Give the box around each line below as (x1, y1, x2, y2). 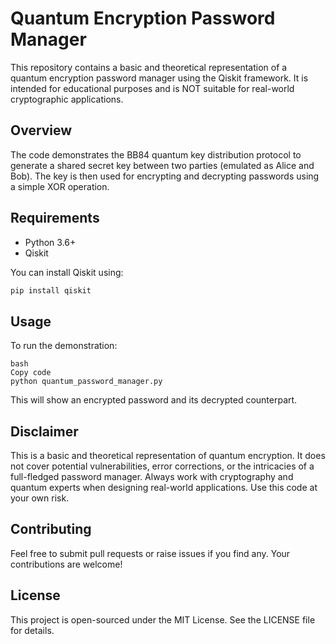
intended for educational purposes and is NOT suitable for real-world (10, 82, 295, 94)
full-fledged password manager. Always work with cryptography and (10, 471, 294, 483)
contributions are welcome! (10, 558, 123, 570)
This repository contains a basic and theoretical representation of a (10, 61, 288, 73)
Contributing (10, 521, 92, 538)
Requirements (10, 210, 100, 227)
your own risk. (10, 492, 70, 504)
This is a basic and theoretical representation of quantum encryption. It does (10, 450, 326, 462)
